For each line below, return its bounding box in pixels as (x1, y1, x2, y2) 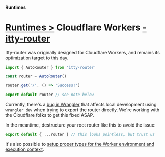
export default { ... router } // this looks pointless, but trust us (5, 132, 155, 137)
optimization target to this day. (5, 55, 69, 61)
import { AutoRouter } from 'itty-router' (5, 65, 96, 70)
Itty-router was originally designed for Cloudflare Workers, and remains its (5, 49, 160, 55)
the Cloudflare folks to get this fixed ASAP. (5, 112, 94, 118)
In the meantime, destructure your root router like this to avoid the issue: (5, 122, 156, 128)
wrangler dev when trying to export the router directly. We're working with (5, 107, 160, 113)
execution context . (5, 146, 44, 152)
